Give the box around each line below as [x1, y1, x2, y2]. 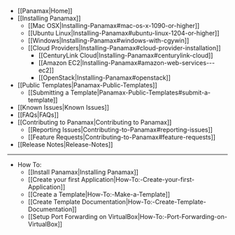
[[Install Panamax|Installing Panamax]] [27, 168, 138, 176]
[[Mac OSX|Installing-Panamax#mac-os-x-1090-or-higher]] [27, 22, 200, 29]
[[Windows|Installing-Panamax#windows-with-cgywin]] [27, 36, 190, 45]
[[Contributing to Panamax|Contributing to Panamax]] [17, 118, 172, 126]
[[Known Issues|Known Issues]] [17, 104, 110, 111]
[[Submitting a [27, 88, 69, 97]
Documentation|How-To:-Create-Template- [81, 198, 206, 206]
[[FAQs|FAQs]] [17, 111, 59, 119]
